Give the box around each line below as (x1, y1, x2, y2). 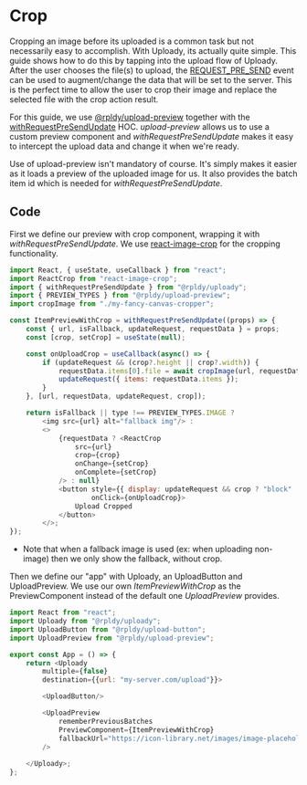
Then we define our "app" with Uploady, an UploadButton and (9, 571, 243, 582)
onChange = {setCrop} (74, 459, 149, 468)
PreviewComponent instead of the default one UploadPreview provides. (9, 591, 281, 602)
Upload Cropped (74, 501, 132, 511)
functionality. (9, 247, 59, 258)
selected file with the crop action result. (9, 93, 159, 105)
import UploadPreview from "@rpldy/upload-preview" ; (9, 633, 215, 643)
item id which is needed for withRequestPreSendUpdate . (9, 177, 223, 188)
